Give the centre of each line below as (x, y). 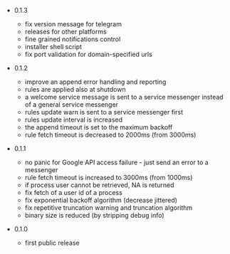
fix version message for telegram (73, 24)
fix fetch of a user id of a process (73, 192)
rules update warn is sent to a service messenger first (104, 112)
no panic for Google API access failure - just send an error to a (116, 162)
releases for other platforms (66, 32)
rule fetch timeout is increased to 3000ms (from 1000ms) (109, 178)
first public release (52, 243)
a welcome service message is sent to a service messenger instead (124, 97)
